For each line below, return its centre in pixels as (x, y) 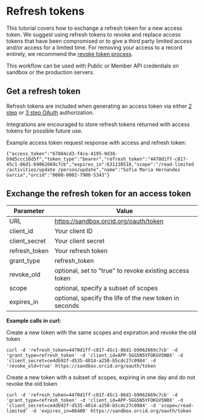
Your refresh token (81, 251)
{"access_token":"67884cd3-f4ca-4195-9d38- (62, 153)
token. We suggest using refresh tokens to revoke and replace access (93, 34)
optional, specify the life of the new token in (117, 298)
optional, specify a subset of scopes (106, 288)
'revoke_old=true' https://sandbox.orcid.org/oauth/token (81, 366)
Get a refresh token (43, 92)
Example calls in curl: (34, 320)
